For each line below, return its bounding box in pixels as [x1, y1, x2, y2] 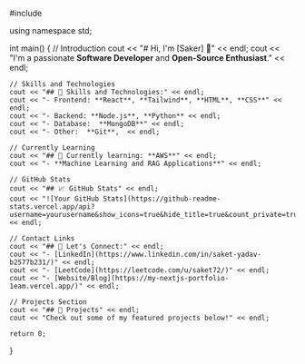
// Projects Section [9, 298, 88, 307]
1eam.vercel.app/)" [9, 281, 84, 290]
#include [9, 8, 43, 18]
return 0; [9, 330, 47, 339]
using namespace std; [9, 25, 93, 35]
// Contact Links [9, 234, 75, 243]
